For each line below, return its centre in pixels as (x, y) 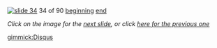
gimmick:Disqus (30, 37)
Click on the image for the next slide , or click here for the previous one (108, 24)
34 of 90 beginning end (73, 11)
